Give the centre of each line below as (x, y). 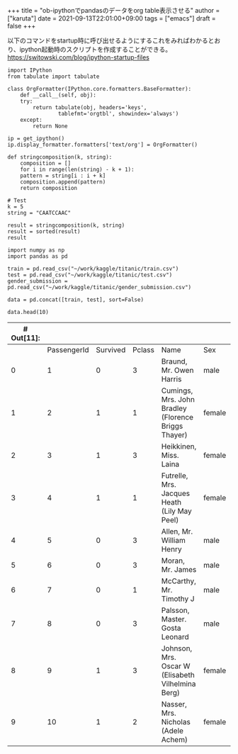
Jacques (176, 493)
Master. (174, 619)
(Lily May (177, 511)
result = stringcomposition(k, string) (66, 225)
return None (51, 126)
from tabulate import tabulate (53, 77)
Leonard (175, 637)
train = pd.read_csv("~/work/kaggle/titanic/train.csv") (93, 269)
